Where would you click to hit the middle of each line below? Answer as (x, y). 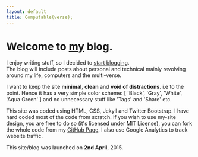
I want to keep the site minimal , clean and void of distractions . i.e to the (95, 87)
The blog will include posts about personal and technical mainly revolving (96, 69)
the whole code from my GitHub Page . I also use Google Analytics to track (97, 130)
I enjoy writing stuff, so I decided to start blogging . (68, 63)
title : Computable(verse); (40, 17)
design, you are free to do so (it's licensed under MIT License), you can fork (99, 124)
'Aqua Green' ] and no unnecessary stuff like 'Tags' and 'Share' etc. (89, 100)
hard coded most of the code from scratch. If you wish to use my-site (91, 117)
